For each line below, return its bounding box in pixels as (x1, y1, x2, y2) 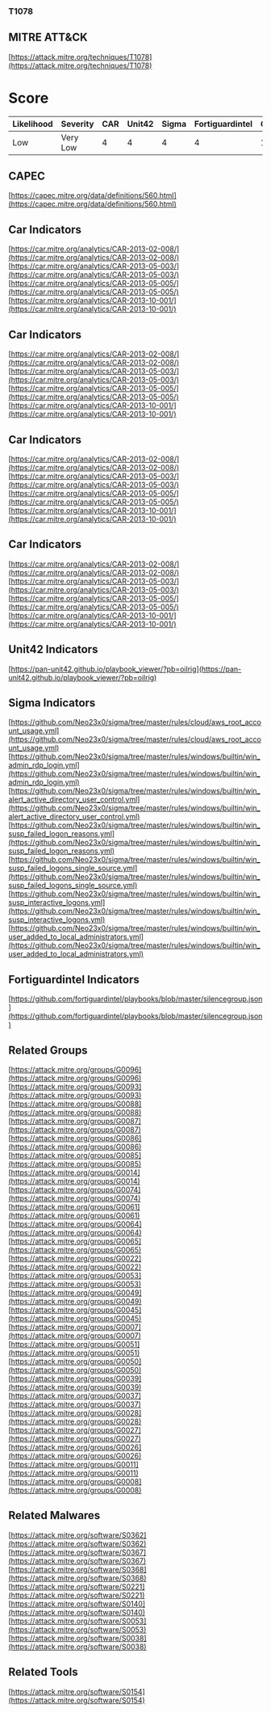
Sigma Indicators (8, 696, 96, 709)
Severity (60, 118, 94, 129)
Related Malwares (8, 1509, 101, 1522)
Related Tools (8, 1665, 78, 1679)
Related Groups (8, 1043, 88, 1057)
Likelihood (12, 118, 54, 129)
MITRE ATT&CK (8, 31, 88, 44)
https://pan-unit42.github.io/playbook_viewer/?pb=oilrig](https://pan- (10, 664, 242, 674)
